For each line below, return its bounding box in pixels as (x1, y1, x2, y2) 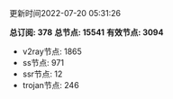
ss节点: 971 (22, 58, 65, 67)
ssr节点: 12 (22, 68, 63, 79)
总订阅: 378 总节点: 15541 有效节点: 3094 (9, 27, 164, 38)
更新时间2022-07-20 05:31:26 (9, 8, 122, 18)
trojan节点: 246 (22, 80, 79, 90)
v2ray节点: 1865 (22, 46, 83, 57)
